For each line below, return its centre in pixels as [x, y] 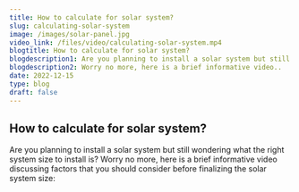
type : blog [30, 84]
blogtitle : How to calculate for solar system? [100, 51]
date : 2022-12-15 [42, 76]
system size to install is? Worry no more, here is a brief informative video [143, 159]
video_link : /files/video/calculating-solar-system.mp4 [115, 42]
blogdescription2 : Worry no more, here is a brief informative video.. [145, 68]
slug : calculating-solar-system [69, 26]
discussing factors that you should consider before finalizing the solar [138, 169]
